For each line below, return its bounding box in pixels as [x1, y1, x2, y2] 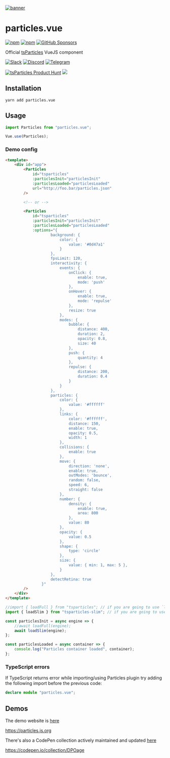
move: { [59, 459, 76, 464]
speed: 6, [68, 483, 90, 488]
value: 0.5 [68, 534, 92, 539]
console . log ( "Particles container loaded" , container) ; [14, 647, 135, 652]
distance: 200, [77, 369, 110, 374]
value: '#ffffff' [68, 402, 105, 407]
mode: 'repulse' [77, 298, 112, 304]
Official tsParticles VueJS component [5, 49, 83, 55]
